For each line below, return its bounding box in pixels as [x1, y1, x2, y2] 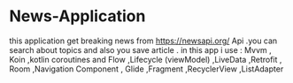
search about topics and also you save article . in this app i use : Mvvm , [9, 44, 272, 55]
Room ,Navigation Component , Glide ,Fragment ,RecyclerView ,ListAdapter [9, 64, 284, 74]
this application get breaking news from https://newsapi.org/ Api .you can [9, 35, 278, 46]
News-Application [9, 6, 146, 26]
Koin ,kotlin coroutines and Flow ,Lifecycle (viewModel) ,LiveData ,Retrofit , [9, 54, 282, 64]
